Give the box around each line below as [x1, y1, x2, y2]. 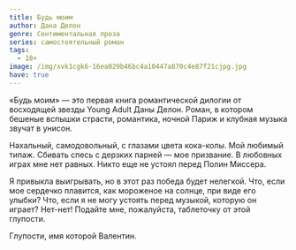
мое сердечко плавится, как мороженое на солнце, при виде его [9, 185, 256, 195]
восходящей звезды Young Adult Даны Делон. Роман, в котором [9, 103, 254, 115]
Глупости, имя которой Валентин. [9, 231, 137, 241]
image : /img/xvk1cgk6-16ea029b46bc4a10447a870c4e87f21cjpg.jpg [9, 63, 247, 72]
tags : [9, 46, 29, 55]
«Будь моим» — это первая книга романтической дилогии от [9, 95, 242, 105]
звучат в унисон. [9, 123, 72, 133]
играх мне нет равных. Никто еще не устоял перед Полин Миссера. [9, 158, 267, 169]
